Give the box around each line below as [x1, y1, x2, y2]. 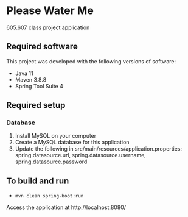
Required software [6, 41, 78, 52]
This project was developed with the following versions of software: [6, 57, 176, 65]
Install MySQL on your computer [15, 132, 97, 140]
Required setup [6, 100, 66, 110]
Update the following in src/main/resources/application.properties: [15, 145, 183, 152]
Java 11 [15, 69, 33, 77]
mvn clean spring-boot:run [15, 193, 84, 199]
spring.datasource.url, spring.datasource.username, [15, 152, 146, 159]
